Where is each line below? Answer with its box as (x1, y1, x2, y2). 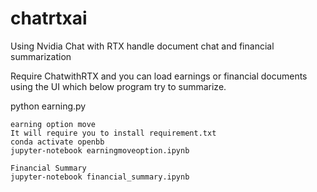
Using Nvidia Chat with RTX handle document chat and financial (10, 40, 275, 52)
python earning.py (10, 100, 87, 112)
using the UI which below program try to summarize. (10, 80, 227, 92)
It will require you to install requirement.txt (10, 128, 217, 138)
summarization (10, 50, 72, 62)
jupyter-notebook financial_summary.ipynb (10, 172, 190, 182)
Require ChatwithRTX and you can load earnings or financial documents (10, 70, 308, 82)
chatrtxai (10, 7, 88, 30)
